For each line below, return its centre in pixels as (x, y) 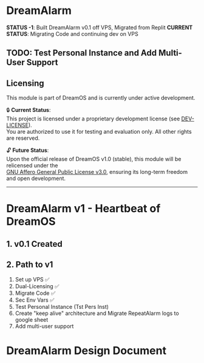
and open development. (36, 178)
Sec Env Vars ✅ (35, 300)
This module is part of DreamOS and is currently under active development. (101, 98)
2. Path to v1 (30, 265)
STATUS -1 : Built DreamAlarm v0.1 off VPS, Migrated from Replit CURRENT (100, 27)
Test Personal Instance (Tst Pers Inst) (62, 306)
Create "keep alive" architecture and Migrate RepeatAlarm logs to (97, 313)
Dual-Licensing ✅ (37, 286)
